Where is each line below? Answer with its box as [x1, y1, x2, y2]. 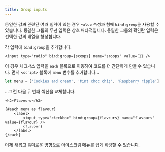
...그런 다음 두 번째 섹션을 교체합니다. [5, 88, 76, 94]
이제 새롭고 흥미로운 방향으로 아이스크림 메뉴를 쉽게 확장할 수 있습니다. [5, 142, 140, 148]
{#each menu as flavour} [5, 106, 56, 112]
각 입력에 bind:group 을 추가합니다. [5, 44, 72, 50]
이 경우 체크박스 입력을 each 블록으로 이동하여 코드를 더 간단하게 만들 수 [5, 63, 142, 69]
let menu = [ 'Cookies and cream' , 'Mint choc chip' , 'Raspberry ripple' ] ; [5, 79, 162, 84]
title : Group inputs [5, 7, 48, 12]
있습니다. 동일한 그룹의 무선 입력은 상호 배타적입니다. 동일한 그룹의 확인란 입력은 [5, 27, 159, 33]
